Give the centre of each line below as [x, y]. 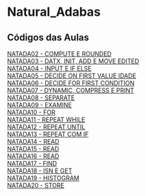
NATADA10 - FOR [32, 112]
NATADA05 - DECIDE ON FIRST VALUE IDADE [72, 76]
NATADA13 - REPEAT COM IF [48, 134]
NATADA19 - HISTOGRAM [44, 178]
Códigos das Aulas [48, 37]
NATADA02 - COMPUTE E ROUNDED [59, 54]
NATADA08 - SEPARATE [41, 98]
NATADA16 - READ [33, 156]
